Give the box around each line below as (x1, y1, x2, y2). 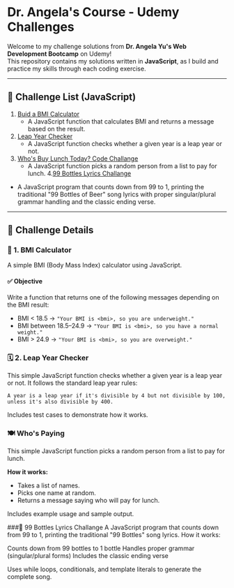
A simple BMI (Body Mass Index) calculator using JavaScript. (7, 261, 182, 270)
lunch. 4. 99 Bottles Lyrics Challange (27, 169, 132, 177)
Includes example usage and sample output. (7, 510, 134, 518)
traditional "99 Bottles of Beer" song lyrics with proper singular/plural (17, 190, 216, 198)
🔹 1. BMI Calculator (7, 245, 72, 255)
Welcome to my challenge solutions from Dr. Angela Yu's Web (7, 42, 187, 50)
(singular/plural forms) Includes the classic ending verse (7, 552, 169, 560)
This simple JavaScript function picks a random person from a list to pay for (7, 447, 225, 455)
